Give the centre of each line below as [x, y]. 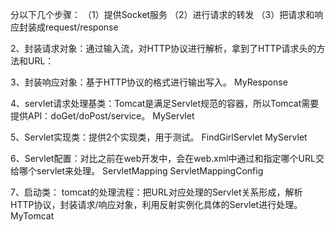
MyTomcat [32, 216]
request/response [81, 27]
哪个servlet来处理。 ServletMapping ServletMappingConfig [141, 171]
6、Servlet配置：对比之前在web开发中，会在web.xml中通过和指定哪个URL [163, 158]
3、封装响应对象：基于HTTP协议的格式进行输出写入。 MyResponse [149, 82]
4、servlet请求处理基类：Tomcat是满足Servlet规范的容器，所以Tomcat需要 [165, 103]
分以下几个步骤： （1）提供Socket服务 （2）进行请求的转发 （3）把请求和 [162, 14]
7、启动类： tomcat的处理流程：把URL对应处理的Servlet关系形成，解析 [156, 192]
